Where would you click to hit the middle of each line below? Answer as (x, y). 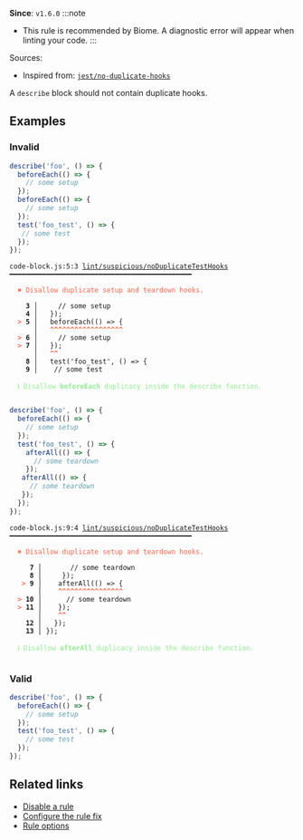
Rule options (46, 826)
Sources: (26, 58)
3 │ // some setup (68, 306)
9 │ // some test (64, 370)
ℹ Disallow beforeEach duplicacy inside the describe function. (140, 387)
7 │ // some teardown (82, 567)
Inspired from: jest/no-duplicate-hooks (96, 75)
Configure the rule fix (62, 816)
